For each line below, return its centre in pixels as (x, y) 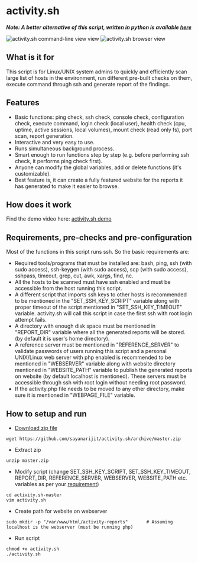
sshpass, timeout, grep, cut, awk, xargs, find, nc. (74, 276)
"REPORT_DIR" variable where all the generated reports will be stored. (100, 332)
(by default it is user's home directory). (62, 339)
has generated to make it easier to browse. (67, 186)
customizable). (33, 173)
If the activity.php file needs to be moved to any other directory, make (100, 389)
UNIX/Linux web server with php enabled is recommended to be (93, 357)
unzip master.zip (27, 461)
